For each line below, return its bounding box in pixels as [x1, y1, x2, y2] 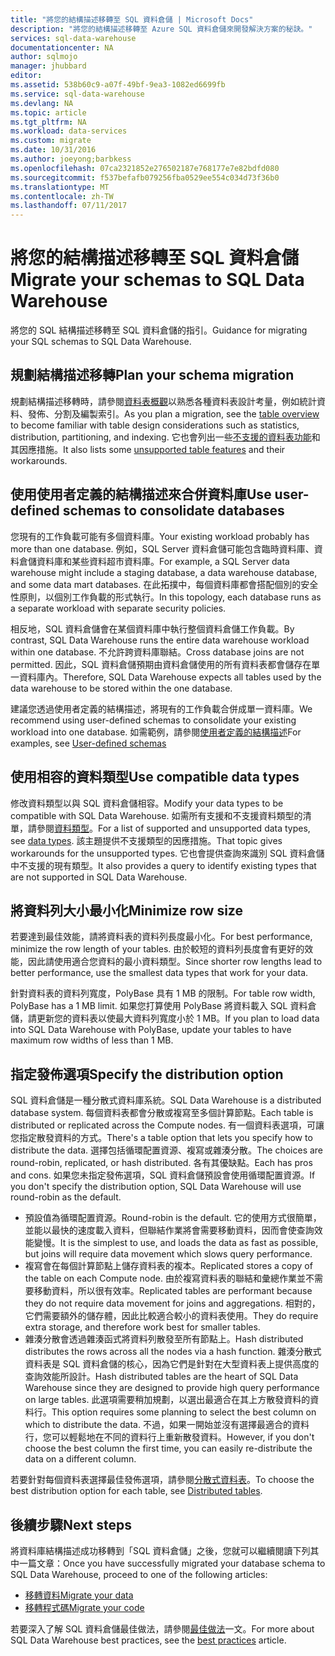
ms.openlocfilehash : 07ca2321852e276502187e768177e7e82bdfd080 [10, 163, 280, 173]
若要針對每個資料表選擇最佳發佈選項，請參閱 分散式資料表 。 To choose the [10, 1474, 315, 1486]
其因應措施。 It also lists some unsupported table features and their [10, 443, 286, 455]
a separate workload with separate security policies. [10, 602, 227, 614]
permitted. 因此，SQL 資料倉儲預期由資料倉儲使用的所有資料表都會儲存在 [10, 658, 312, 670]
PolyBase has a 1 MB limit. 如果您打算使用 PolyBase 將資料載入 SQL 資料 [10, 1000, 308, 1012]
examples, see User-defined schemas [10, 737, 167, 749]
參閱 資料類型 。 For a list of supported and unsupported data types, [36, 822, 311, 834]
